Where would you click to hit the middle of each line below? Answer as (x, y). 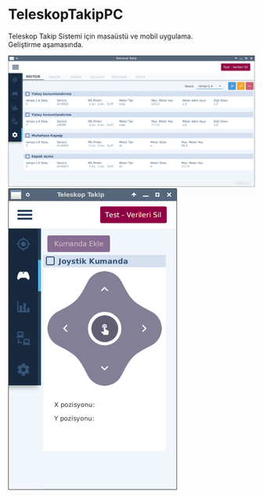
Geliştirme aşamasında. (46, 44)
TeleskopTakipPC (66, 15)
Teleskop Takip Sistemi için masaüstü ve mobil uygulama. (101, 36)
